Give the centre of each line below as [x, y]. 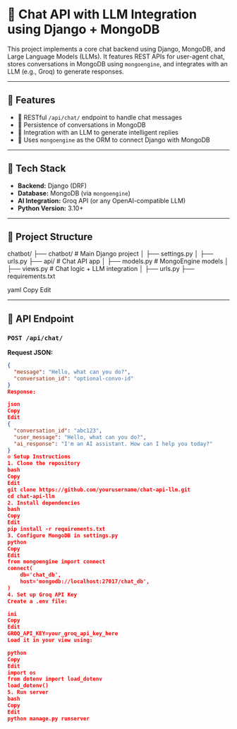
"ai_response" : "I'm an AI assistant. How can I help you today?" [113, 444]
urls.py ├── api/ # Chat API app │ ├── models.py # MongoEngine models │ [118, 261]
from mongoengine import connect [56, 562]
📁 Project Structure [50, 237]
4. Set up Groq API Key [42, 595]
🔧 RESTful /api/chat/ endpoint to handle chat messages [99, 117]
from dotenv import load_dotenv [55, 679]
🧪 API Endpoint [41, 319]
